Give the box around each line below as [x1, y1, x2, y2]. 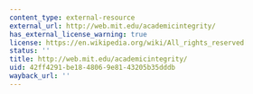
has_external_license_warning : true [9, 30, 147, 38]
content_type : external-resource [9, 13, 136, 22]
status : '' [9, 47, 51, 56]
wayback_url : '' [9, 72, 70, 81]
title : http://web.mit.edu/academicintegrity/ [9, 55, 188, 64]
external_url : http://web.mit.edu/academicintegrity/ [9, 21, 217, 30]
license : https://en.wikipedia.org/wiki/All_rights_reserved [9, 38, 245, 47]
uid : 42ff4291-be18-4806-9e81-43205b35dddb [9, 64, 176, 73]
